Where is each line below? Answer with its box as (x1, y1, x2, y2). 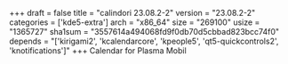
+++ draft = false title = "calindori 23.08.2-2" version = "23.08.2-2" (9, 8, 256, 18)
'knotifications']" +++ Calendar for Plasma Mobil (9, 45, 187, 56)
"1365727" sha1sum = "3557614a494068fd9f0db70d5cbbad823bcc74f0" (9, 27, 280, 36)
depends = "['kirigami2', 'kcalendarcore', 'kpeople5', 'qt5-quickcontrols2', (9, 36, 279, 46)
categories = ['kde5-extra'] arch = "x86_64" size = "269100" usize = (9, 17, 260, 28)
